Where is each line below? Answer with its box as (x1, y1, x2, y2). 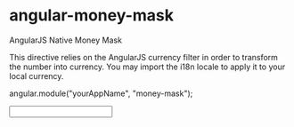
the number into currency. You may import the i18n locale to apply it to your (9, 61, 286, 72)
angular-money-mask (9, 5, 175, 26)
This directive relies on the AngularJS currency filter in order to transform (9, 52, 279, 62)
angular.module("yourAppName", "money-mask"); (9, 88, 193, 99)
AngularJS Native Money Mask (9, 35, 123, 45)
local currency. (9, 70, 64, 81)
